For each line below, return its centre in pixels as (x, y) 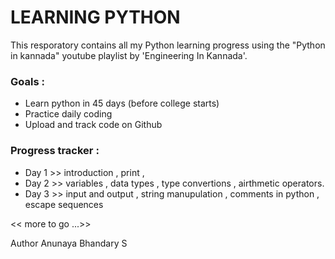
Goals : (27, 81)
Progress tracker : (55, 151)
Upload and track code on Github (93, 125)
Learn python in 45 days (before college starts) (122, 103)
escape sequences (64, 204)
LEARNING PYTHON (95, 17)
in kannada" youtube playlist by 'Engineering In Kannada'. (129, 55)
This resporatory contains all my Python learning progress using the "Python (168, 45)
